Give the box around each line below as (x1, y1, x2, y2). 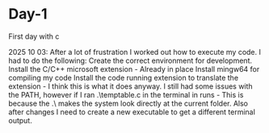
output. (8, 115, 32, 125)
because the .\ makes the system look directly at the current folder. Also (8, 98, 249, 108)
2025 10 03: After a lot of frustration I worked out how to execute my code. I (8, 47, 261, 56)
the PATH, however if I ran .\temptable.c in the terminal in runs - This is (8, 89, 244, 99)
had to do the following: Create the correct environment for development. (8, 56, 253, 65)
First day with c (8, 31, 60, 41)
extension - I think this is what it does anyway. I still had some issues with (8, 81, 253, 91)
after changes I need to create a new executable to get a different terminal (8, 106, 256, 117)
